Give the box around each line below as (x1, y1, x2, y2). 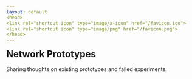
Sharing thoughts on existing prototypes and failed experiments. (6, 66, 167, 73)
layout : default (6, 9, 47, 15)
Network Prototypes (6, 48, 96, 60)
